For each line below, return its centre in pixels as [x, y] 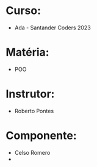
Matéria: [27, 52]
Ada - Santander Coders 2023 [52, 28]
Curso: [23, 11]
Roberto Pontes [34, 111]
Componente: [41, 136]
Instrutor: [30, 94]
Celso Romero [32, 152]
